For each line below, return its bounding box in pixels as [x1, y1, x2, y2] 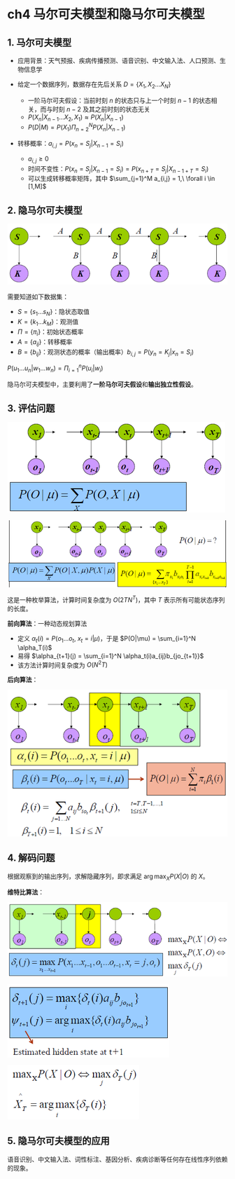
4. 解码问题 [7, 852, 55, 864]
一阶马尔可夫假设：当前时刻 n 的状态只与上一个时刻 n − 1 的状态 [27, 96, 211, 104]
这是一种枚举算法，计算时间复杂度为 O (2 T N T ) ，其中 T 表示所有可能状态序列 [7, 594, 225, 604]
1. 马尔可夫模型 [7, 36, 72, 48]
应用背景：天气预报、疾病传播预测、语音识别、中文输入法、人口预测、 [17, 57, 220, 64]
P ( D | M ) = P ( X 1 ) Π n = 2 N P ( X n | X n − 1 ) [27, 122, 126, 133]
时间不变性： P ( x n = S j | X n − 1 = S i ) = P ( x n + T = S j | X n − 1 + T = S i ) [27, 164, 209, 175]
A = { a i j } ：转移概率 [17, 337, 73, 348]
